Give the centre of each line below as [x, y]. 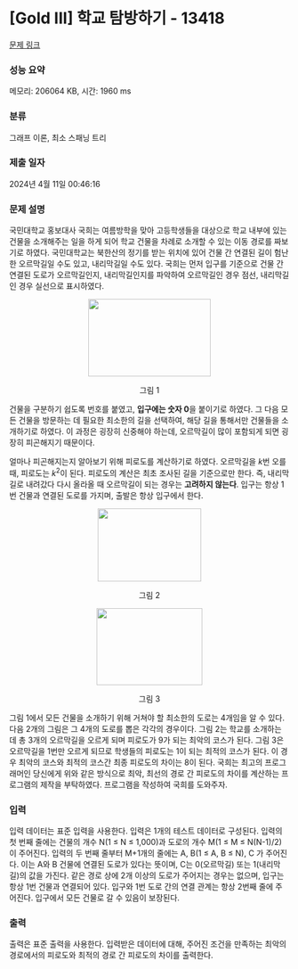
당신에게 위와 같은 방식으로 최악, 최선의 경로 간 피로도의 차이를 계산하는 [156, 773]
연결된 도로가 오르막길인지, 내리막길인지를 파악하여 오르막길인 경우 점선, [134, 275]
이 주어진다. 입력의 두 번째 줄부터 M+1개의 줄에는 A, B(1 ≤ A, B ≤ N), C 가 [137, 853]
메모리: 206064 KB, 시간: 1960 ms [70, 91]
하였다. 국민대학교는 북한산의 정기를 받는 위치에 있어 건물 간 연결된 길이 [149, 253]
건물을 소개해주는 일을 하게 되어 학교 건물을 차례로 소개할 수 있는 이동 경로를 [141, 242]
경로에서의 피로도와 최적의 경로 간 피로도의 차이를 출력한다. [111, 956]
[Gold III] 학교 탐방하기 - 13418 [117, 18]
